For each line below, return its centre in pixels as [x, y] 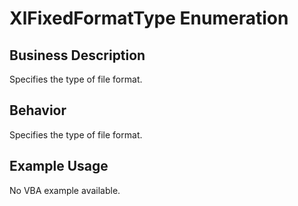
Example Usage [59, 166]
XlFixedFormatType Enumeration [149, 18]
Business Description [77, 55]
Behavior [38, 110]
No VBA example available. [65, 190]
